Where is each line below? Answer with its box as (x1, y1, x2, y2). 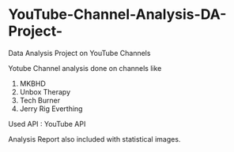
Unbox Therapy (19, 87, 71, 96)
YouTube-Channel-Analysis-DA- (8, 6, 227, 24)
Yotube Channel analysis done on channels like (8, 63, 162, 72)
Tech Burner (19, 95, 61, 105)
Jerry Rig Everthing (19, 104, 83, 113)
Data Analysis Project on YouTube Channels (8, 48, 151, 57)
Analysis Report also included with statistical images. (8, 134, 181, 143)
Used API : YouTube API (8, 119, 86, 128)
